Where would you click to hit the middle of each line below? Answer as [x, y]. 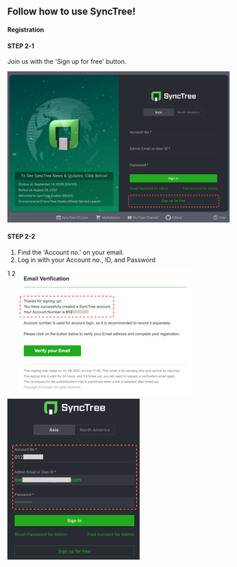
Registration [26, 29]
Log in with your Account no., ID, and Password [86, 259]
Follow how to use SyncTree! [72, 12]
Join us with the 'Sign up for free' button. [67, 62]
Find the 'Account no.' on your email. [71, 252]
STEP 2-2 [22, 237]
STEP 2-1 [21, 46]
